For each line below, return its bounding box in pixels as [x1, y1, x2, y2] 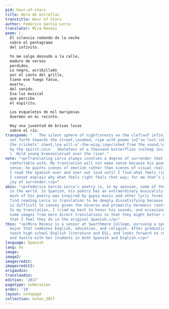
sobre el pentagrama [10, 40, 53, 45]
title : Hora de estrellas [5, 12, 59, 17]
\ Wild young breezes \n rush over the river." [10, 151, 109, 156]
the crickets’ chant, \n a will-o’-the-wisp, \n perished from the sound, [10, 142, 161, 147]
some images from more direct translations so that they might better [10, 212, 161, 217]
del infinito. [10, 45, 39, 50]
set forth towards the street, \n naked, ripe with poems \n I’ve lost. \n [10, 137, 163, 142]
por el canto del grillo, [10, 72, 64, 78]
